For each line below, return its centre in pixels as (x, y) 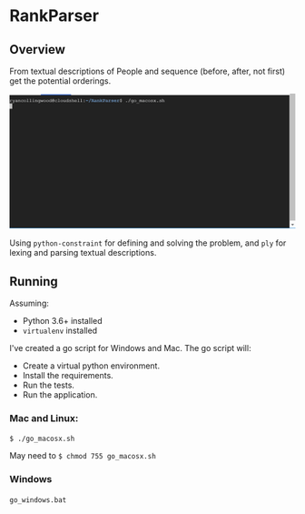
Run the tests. (49, 385)
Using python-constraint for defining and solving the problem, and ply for (148, 243)
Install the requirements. (68, 376)
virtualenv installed (60, 331)
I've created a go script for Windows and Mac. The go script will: (130, 348)
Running (34, 282)
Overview (38, 50)
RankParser (54, 16)
